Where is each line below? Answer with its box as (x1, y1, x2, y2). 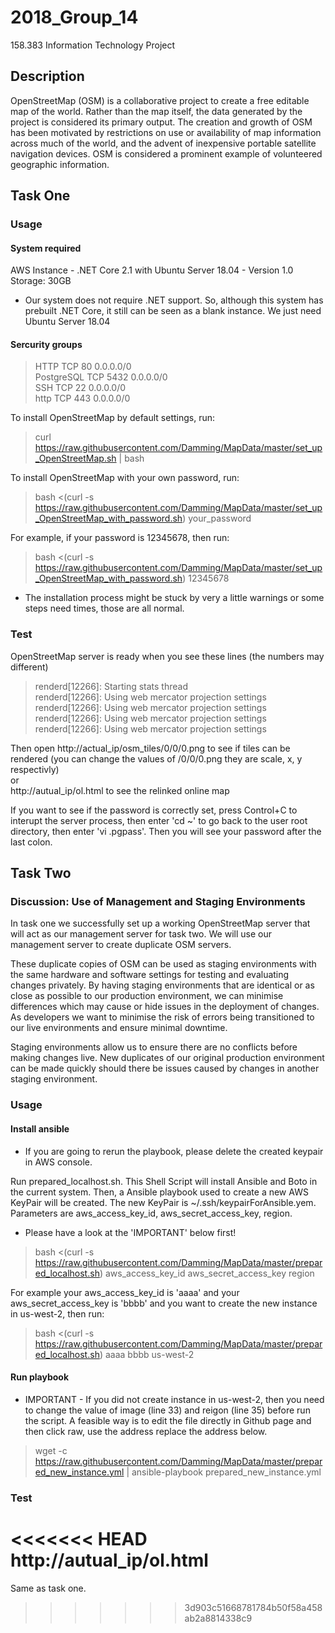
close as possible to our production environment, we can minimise (10, 990, 284, 1002)
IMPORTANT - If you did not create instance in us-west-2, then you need (24, 1393, 325, 1405)
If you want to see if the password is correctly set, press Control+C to (10, 804, 298, 816)
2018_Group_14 (10, 6, 139, 29)
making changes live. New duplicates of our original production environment (10, 1052, 325, 1064)
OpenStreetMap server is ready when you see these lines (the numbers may (10, 650, 325, 662)
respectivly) (10, 763, 60, 775)
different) (10, 661, 49, 673)
